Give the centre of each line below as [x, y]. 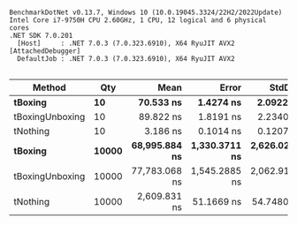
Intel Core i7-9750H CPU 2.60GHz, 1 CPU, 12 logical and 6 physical [138, 20]
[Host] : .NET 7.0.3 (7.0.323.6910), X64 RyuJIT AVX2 [126, 43]
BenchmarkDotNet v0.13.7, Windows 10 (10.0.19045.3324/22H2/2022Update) [146, 12]
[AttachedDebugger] [45, 51]
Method [49, 87]
